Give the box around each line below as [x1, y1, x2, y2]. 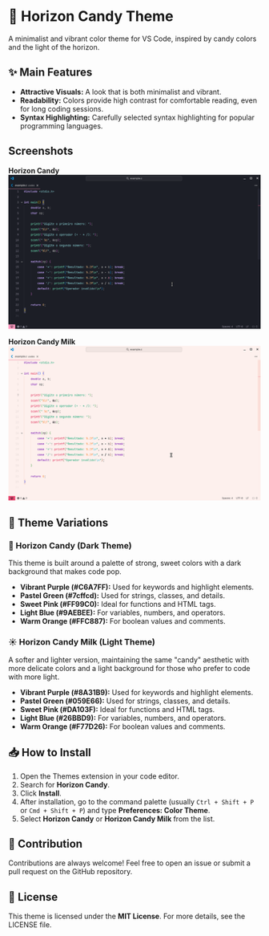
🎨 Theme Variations [8, 516, 109, 530]
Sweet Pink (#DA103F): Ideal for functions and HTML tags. [19, 704, 215, 714]
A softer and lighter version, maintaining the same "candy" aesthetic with [8, 654, 250, 665]
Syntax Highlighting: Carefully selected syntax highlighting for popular [19, 112, 255, 122]
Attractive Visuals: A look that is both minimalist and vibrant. [19, 87, 222, 96]
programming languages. [19, 120, 103, 131]
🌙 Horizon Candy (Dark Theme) [8, 540, 132, 551]
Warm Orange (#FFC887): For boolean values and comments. [19, 617, 226, 626]
